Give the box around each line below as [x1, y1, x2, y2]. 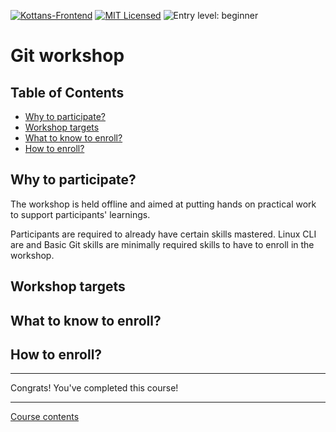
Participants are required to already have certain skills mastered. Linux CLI [10, 228, 317, 240]
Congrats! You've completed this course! [10, 382, 179, 394]
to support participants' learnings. [10, 208, 151, 220]
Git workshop [10, 45, 125, 67]
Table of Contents [10, 84, 125, 101]
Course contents [10, 411, 80, 423]
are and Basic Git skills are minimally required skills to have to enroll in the [10, 238, 315, 250]
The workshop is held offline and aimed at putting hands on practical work [10, 198, 317, 210]
